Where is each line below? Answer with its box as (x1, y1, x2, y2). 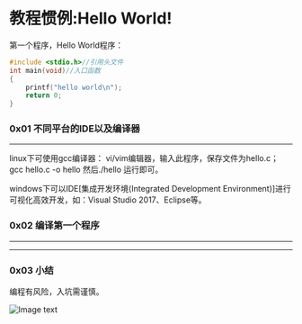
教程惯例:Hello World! (9, 8, 173, 29)
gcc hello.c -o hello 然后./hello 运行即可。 (9, 164, 164, 175)
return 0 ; (25, 91, 63, 100)
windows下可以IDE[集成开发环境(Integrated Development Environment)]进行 (9, 184, 291, 194)
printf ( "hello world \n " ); (25, 83, 123, 92)
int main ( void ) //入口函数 (9, 66, 102, 75)
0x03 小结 (9, 264, 54, 276)
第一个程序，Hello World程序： (9, 40, 124, 50)
